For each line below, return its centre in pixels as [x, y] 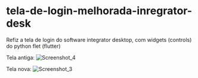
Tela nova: [19, 69]
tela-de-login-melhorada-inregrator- [99, 11]
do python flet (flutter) [33, 46]
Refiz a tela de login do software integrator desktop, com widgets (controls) [99, 40]
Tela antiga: [20, 57]
